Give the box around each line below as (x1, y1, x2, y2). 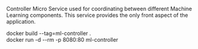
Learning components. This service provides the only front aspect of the (6, 11, 188, 19)
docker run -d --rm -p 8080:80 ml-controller (6, 36, 119, 43)
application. (6, 18, 36, 25)
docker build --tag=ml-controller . (6, 30, 91, 37)
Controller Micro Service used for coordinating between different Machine (6, 5, 193, 12)
